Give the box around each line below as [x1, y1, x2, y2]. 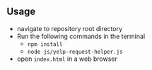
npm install [27, 40, 63, 48]
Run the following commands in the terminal [16, 32, 146, 40]
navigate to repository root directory [16, 24, 123, 33]
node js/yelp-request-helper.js [27, 48, 123, 55]
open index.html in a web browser [16, 54, 117, 63]
